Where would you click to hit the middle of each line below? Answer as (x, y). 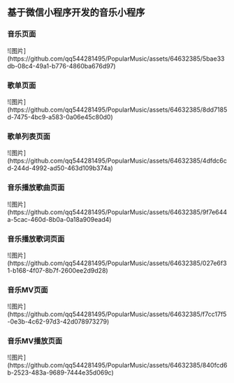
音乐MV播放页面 (35, 341)
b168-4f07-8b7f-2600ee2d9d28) (60, 270)
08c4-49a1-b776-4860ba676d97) (67, 66)
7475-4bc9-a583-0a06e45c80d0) (63, 117)
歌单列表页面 (29, 136)
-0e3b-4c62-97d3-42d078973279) (58, 322)
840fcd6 (215, 366)
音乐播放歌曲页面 (36, 188)
